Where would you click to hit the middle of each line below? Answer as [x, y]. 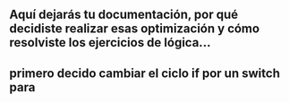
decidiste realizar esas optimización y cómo [135, 29]
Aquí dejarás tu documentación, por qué [124, 15]
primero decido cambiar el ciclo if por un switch [144, 73]
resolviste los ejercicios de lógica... [110, 43]
